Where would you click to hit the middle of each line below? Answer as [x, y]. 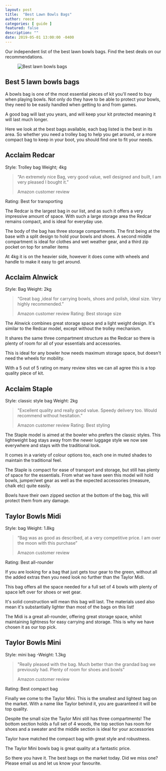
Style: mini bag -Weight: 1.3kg [35, 654]
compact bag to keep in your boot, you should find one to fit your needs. [79, 139]
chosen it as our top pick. [31, 627]
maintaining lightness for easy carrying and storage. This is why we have [80, 622]
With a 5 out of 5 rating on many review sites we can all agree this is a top [81, 368]
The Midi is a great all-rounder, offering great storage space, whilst [74, 616]
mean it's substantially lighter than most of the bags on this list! [70, 607]
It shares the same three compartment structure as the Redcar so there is [80, 338]
